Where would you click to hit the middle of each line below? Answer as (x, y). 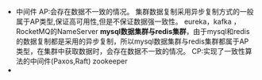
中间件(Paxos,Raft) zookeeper (79, 61)
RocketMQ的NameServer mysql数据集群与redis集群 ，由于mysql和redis (133, 31)
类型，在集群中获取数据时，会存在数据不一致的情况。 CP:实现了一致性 (130, 51)
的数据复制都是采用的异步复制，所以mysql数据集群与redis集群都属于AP (132, 41)
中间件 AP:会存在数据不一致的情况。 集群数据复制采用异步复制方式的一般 (135, 11)
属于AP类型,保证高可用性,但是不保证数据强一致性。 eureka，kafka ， (128, 21)
